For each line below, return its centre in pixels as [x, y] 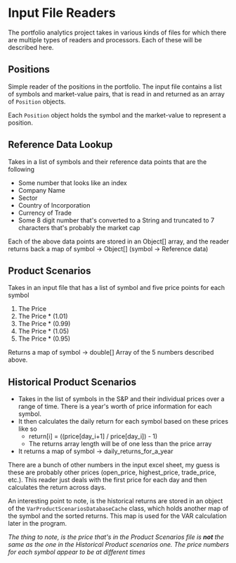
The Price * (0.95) [44, 339]
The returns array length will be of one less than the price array [120, 444]
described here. [31, 47]
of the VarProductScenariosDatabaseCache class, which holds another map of [118, 509]
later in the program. [38, 524]
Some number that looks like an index [72, 183]
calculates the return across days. [57, 488]
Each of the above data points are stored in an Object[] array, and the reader [118, 241]
